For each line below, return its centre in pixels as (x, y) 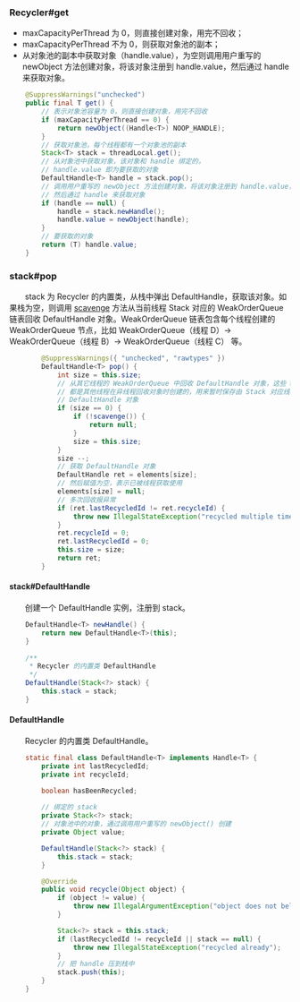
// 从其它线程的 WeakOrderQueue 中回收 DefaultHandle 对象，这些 (171, 383)
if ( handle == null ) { (83, 203)
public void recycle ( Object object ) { (113, 890)
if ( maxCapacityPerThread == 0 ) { (105, 120)
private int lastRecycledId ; (96, 766)
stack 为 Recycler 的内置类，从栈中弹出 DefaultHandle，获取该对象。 (152, 296)
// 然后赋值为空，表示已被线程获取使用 (120, 484)
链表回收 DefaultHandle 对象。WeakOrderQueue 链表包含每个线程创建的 (142, 319)
